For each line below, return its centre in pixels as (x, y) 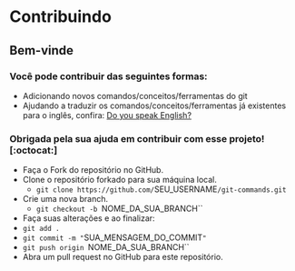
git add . (41, 229)
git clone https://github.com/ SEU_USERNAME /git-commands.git (161, 189)
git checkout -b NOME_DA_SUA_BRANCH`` (119, 209)
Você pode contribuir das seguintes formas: (108, 76)
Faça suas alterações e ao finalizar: (89, 218)
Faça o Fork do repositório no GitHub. (93, 170)
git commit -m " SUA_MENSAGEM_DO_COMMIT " (114, 237)
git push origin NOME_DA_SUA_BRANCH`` (106, 247)
